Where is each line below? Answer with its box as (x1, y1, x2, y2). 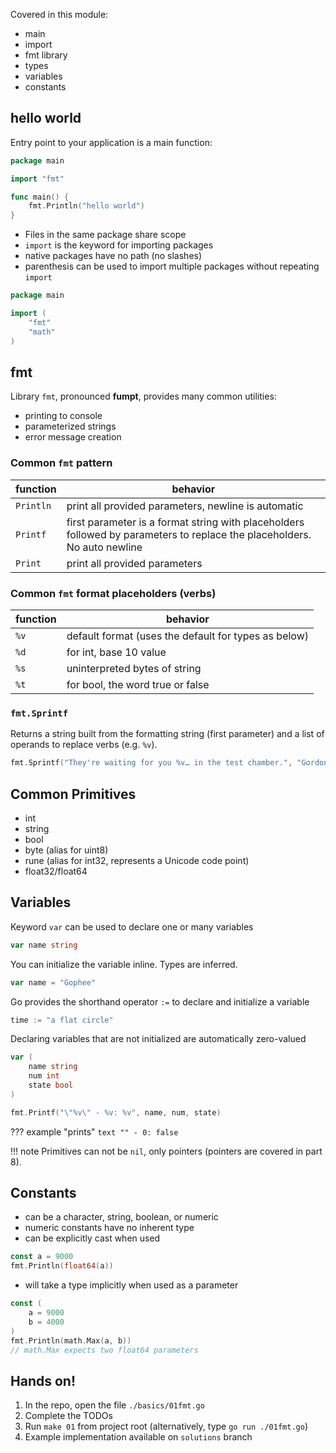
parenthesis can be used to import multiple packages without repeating (24, 260, 320, 273)
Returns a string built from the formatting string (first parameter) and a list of (10, 728, 325, 740)
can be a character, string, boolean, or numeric (24, 1211, 219, 1223)
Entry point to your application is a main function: (10, 136, 213, 148)
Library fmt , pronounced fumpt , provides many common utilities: (10, 390, 277, 403)
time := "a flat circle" (10, 1015, 114, 1025)
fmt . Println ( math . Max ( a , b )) (10, 1335, 132, 1346)
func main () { (10, 192, 70, 202)
